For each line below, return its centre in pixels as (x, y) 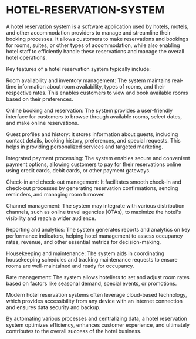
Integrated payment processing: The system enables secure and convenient (98, 158)
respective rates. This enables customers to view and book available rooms (97, 93)
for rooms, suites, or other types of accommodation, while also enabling (93, 45)
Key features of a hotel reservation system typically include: (79, 69)
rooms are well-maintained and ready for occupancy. (70, 266)
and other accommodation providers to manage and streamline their (89, 32)
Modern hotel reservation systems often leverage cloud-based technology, (97, 294)
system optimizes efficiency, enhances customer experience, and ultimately (98, 325)
